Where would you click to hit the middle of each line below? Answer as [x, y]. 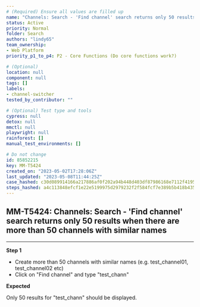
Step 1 [14, 250]
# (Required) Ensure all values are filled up [65, 12]
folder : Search [25, 34]
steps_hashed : [24, 188]
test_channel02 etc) [39, 268]
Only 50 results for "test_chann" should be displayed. [71, 297]
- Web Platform [25, 51]
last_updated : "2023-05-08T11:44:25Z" [54, 177]
